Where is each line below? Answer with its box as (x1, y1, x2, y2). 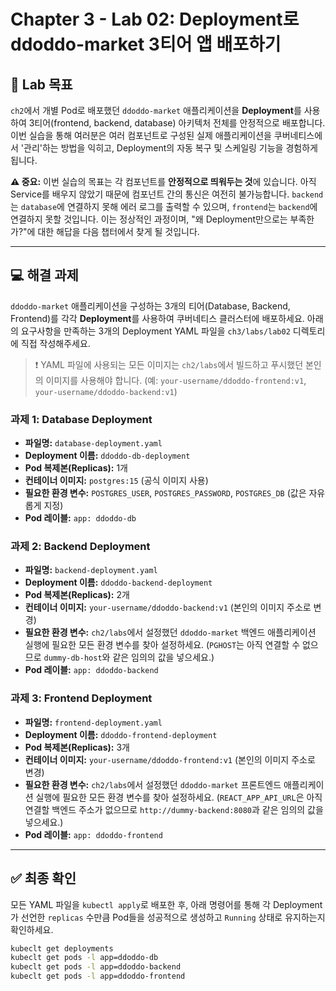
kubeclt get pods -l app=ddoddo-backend (10, 962, 182, 972)
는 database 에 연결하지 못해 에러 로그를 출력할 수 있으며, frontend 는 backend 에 (10, 201, 318, 212)
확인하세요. (10, 923, 54, 935)
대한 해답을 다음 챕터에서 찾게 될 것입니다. (37, 226, 200, 237)
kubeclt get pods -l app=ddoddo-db (10, 953, 159, 963)
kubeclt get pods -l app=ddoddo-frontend (10, 971, 186, 982)
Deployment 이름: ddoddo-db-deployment (24, 450, 191, 462)
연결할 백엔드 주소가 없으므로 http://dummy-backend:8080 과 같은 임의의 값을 (24, 803, 324, 815)
